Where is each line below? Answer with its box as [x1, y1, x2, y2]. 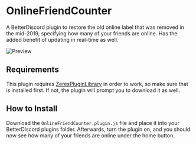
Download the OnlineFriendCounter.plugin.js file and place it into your [6, 119, 180, 126]
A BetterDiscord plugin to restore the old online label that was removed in [6, 24, 184, 31]
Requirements [6, 65, 59, 75]
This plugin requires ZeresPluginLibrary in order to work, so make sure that [6, 80, 189, 87]
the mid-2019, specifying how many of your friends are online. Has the [6, 29, 178, 37]
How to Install [6, 104, 58, 114]
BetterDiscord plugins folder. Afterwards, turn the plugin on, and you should [6, 126, 191, 133]
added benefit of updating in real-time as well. [6, 36, 119, 43]
